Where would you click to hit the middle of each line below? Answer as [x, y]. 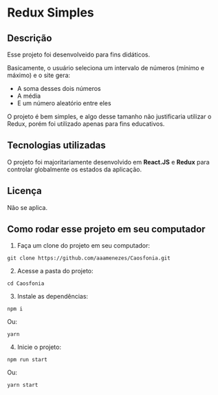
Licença [25, 191]
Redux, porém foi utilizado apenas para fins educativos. [86, 124]
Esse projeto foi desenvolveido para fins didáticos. [78, 54]
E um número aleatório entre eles [64, 103]
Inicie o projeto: [39, 347]
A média [29, 96]
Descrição [30, 38]
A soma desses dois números [59, 88]
